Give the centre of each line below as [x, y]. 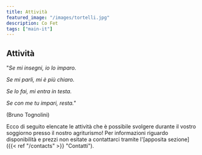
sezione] [179, 139]
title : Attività [27, 12]
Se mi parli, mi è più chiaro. [40, 80]
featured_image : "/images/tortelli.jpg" [58, 18]
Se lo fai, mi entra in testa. [39, 91]
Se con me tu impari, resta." [41, 103]
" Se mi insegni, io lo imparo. [42, 68]
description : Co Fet [32, 23]
